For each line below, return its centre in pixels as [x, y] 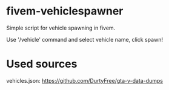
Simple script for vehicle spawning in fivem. [61, 28]
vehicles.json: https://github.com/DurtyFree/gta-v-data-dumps [85, 80]
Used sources [42, 64]
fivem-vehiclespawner [65, 11]
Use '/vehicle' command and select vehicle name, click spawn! [85, 39]
